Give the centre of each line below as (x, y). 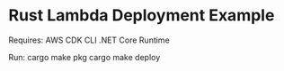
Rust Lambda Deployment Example (142, 16)
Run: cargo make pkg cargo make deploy (84, 57)
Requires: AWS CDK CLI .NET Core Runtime (89, 40)
